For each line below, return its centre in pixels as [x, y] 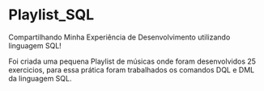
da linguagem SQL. [40, 78]
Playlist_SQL [51, 15]
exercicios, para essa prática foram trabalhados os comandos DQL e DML [132, 69]
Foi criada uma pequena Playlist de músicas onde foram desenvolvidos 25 [132, 61]
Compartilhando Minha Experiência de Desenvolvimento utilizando [119, 37]
